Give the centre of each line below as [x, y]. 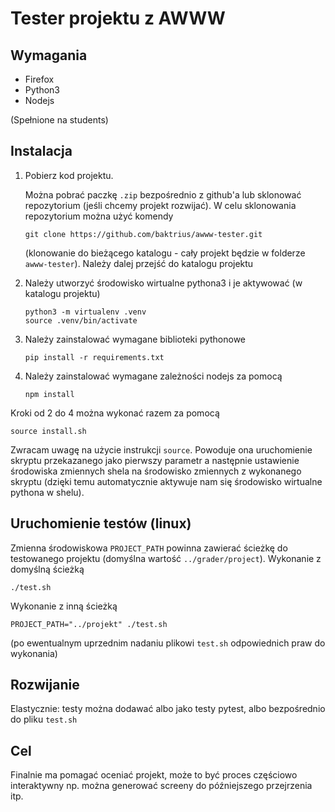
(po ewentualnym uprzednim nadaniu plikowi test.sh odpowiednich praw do [168, 643]
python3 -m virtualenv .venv [85, 312]
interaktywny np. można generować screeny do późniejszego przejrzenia [161, 786]
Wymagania [49, 55]
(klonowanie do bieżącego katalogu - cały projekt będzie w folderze [165, 253]
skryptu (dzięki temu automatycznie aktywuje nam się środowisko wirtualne [166, 481]
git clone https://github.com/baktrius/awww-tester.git [143, 234]
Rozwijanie [45, 685]
